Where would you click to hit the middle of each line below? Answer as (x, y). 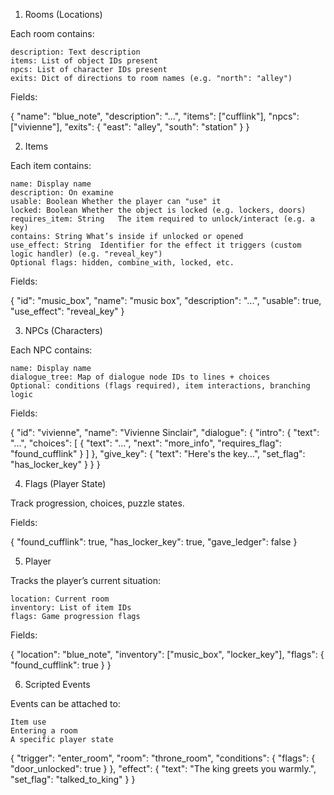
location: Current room (60, 599)
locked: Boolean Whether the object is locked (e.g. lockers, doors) (158, 210)
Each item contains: (51, 165)
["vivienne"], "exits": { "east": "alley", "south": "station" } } (130, 127)
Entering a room (44, 731)
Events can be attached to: (65, 703)
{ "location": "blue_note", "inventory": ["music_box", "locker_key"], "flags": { (167, 654)
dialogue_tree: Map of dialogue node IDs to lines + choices (140, 377)
